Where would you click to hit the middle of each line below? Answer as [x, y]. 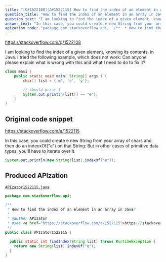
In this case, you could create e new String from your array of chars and [78, 141]
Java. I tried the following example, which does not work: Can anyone [76, 57]
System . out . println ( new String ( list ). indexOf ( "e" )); [61, 160]
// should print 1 [42, 90]
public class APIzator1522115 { [38, 232]
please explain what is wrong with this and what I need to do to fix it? [75, 63]
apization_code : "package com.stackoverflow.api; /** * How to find [79, 28]
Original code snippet [39, 119]
